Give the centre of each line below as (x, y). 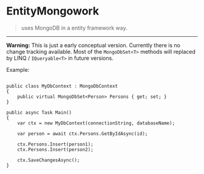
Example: (18, 69)
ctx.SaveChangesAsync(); (49, 160)
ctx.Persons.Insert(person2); (56, 149)
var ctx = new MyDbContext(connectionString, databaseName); (96, 123)
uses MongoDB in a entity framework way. (74, 28)
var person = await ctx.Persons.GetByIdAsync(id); (83, 134)
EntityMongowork (53, 11)
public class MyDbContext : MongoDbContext (62, 86)
